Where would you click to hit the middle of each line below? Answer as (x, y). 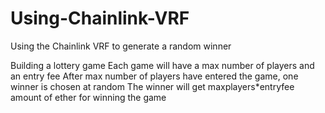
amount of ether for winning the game (88, 97)
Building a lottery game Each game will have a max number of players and (162, 65)
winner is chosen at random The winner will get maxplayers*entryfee (152, 86)
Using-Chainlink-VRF (100, 18)
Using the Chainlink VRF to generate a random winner (121, 46)
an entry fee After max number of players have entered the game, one (154, 76)
